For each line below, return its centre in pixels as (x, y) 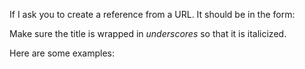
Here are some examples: (62, 53)
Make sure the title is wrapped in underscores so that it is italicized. (148, 33)
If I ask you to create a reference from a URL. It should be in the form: (152, 14)
